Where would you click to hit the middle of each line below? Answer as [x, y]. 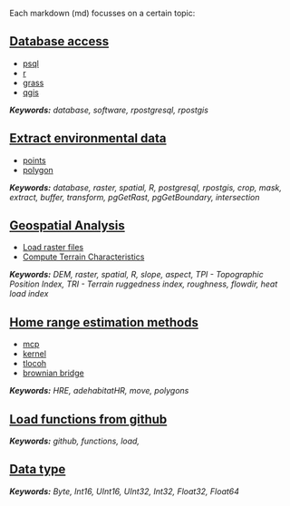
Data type [38, 469]
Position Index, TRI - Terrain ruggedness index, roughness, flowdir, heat [144, 284]
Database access [59, 41]
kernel [34, 354]
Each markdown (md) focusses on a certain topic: [102, 13]
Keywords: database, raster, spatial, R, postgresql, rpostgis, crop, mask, [146, 187]
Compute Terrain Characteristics [83, 257]
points [34, 160]
